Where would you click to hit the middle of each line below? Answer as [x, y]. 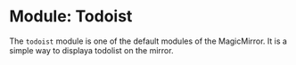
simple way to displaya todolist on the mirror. [91, 50]
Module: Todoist [71, 16]
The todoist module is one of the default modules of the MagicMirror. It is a [148, 41]
